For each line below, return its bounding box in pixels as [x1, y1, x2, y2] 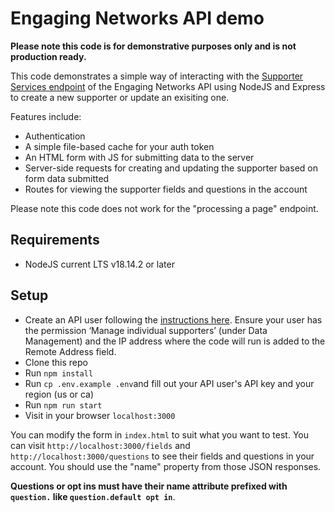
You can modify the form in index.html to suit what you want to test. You [10, 428, 310, 441]
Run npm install [24, 367, 94, 379]
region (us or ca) [24, 388, 94, 400]
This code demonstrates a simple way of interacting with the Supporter [10, 70, 304, 82]
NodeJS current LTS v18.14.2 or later [24, 258, 175, 270]
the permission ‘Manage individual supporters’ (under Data [24, 324, 268, 336]
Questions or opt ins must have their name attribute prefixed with [10, 480, 288, 492]
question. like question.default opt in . [10, 490, 176, 502]
